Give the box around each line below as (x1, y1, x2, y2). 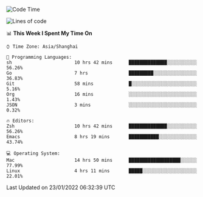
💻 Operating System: (6, 150, 61, 156)
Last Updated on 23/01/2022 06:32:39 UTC (6, 184, 115, 191)
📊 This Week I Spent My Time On (6, 30, 92, 36)
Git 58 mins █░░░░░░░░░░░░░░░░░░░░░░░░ (6, 81, 198, 87)
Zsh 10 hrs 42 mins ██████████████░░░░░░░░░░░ (6, 123, 198, 129)
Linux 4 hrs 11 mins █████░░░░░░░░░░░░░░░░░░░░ (6, 168, 198, 174)
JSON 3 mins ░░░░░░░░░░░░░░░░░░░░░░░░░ (6, 102, 198, 108)
